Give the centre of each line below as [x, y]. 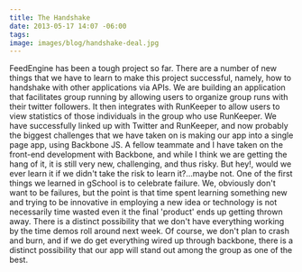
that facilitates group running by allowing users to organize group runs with [149, 97]
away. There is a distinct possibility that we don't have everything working [147, 222]
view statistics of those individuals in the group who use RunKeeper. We [143, 116]
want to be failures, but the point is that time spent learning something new [149, 193]
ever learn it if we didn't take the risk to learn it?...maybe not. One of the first [151, 174]
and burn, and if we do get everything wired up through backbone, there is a [151, 240]
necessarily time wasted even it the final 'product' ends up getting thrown [146, 212]
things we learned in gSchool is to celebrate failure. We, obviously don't [143, 183]
